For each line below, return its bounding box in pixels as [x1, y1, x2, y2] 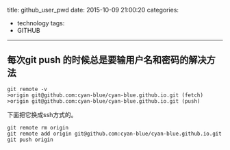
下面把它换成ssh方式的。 [7, 110, 77, 118]
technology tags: [16, 19, 65, 27]
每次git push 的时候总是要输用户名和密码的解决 [7, 54, 207, 66]
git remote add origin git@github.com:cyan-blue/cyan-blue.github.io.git [7, 130, 222, 137]
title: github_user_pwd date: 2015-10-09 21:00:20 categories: [7, 6, 179, 14]
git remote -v [7, 86, 48, 92]
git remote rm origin [7, 124, 69, 131]
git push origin [7, 136, 53, 143]
